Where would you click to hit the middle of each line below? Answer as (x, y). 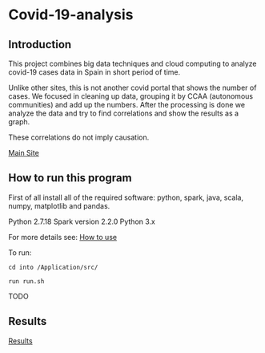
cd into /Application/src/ (53, 267)
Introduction (40, 45)
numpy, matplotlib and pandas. (59, 205)
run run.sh (26, 281)
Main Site (24, 153)
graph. (19, 122)
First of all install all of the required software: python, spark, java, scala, (126, 197)
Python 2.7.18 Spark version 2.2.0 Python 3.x (82, 221)
